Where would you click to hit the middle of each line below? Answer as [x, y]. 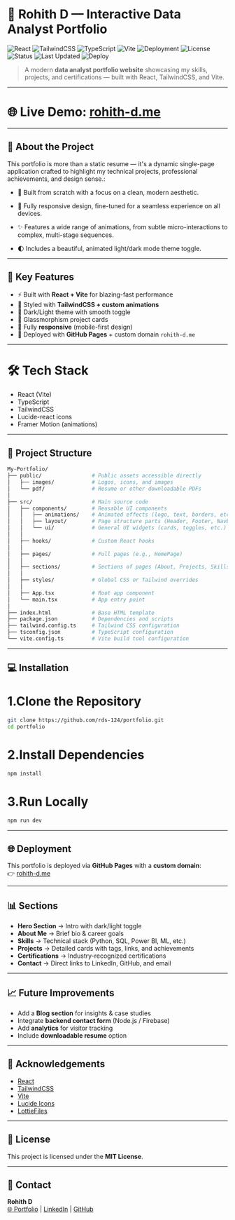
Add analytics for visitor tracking [65, 1028]
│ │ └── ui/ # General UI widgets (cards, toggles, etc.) [117, 528]
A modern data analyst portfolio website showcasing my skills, [116, 69]
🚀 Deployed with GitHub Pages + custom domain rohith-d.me [106, 334]
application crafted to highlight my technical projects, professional [102, 171]
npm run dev [24, 820]
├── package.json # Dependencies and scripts [90, 619]
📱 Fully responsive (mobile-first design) [75, 327]
